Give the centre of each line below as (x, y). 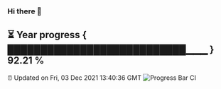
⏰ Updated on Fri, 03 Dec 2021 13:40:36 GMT (75, 78)
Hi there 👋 (25, 11)
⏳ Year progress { (47, 35)
